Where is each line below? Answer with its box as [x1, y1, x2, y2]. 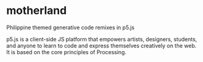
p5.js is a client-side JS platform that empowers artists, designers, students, [6, 35, 198, 43]
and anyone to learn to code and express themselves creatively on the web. [6, 42, 197, 49]
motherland [6, 4, 67, 18]
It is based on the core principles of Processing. [6, 48, 127, 55]
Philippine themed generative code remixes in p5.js [6, 24, 135, 31]
